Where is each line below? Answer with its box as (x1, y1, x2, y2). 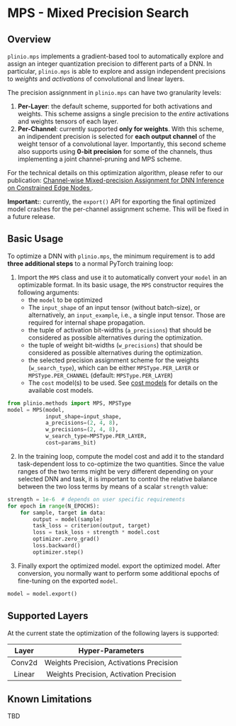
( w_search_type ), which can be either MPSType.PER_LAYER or (28, 363, 200, 372)
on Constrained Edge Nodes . (7, 184, 94, 192)
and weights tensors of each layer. (17, 117, 119, 125)
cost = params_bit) (45, 440, 97, 447)
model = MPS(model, (7, 406, 65, 413)
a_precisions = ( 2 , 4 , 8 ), (45, 420, 119, 427)
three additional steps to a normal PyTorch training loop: (7, 259, 174, 267)
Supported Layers (7, 610, 89, 622)
